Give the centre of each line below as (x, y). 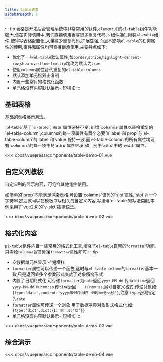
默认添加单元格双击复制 (36, 75)
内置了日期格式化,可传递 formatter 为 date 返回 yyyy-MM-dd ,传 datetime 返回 (83, 280)
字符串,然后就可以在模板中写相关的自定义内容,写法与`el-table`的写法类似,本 (80, 201)
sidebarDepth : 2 (21, 14)
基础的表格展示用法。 (26, 117)
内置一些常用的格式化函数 (38, 81)
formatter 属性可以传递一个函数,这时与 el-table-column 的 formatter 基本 (83, 268)
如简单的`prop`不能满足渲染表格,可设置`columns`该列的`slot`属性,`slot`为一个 (81, 195)
